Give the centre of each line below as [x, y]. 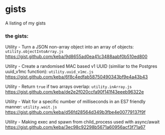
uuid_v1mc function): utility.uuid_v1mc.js [49, 71]
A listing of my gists [25, 23]
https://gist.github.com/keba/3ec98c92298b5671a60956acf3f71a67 [75, 127]
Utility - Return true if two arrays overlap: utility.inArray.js [68, 86]
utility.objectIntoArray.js [34, 52]
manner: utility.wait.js [31, 107]
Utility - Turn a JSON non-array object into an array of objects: [69, 47]
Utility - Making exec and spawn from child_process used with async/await [82, 122]
